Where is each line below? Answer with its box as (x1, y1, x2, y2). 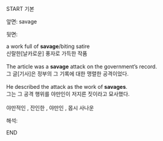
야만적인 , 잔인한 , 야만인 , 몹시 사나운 (6, 104, 94, 111)
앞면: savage (6, 18, 37, 25)
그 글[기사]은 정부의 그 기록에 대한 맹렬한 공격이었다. (6, 70, 129, 77)
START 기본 (6, 5, 35, 12)
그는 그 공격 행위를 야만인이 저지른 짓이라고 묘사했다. (6, 91, 130, 97)
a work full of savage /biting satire (6, 43, 90, 50)
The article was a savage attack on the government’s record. (6, 63, 158, 70)
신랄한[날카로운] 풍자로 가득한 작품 (6, 50, 88, 57)
